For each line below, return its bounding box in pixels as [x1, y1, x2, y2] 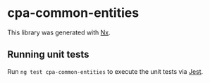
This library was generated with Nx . [7, 28, 111, 37]
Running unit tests [7, 49, 89, 60]
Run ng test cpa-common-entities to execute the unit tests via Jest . [7, 67, 204, 75]
